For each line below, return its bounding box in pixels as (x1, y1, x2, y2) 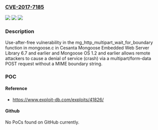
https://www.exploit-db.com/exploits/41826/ (12, 96, 104, 102)
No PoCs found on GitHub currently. (5, 119, 79, 125)
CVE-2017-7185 (5, 3, 44, 10)
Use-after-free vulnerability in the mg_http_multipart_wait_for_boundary (5, 39, 153, 45)
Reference (5, 85, 27, 91)
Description (5, 28, 34, 35)
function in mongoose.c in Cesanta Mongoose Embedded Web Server (5, 44, 149, 50)
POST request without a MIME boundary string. (5, 60, 102, 66)
